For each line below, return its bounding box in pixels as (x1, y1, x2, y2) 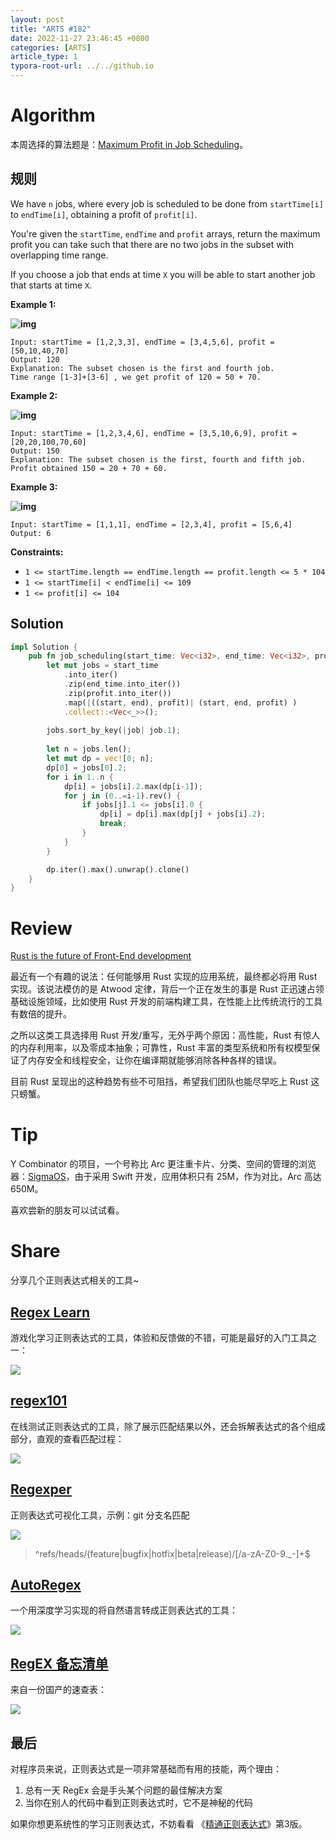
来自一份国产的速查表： (10, 1684, 107, 1696)
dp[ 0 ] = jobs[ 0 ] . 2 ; (46, 762, 128, 773)
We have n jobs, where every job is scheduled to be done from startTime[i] (10, 197, 324, 210)
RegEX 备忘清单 (10, 1655, 109, 1672)
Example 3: (10, 481, 58, 493)
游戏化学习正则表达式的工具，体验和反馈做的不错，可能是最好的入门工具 (10, 1331, 308, 1343)
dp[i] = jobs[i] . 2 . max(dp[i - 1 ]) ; (63, 781, 203, 791)
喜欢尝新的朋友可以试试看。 (10, 1204, 125, 1216)
